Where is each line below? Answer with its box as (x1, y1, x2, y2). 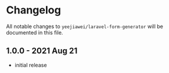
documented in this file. (6, 29, 64, 36)
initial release (14, 61, 47, 68)
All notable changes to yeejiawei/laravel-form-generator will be (6, 23, 164, 30)
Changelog (6, 4, 61, 17)
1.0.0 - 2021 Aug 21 (6, 46, 78, 56)
